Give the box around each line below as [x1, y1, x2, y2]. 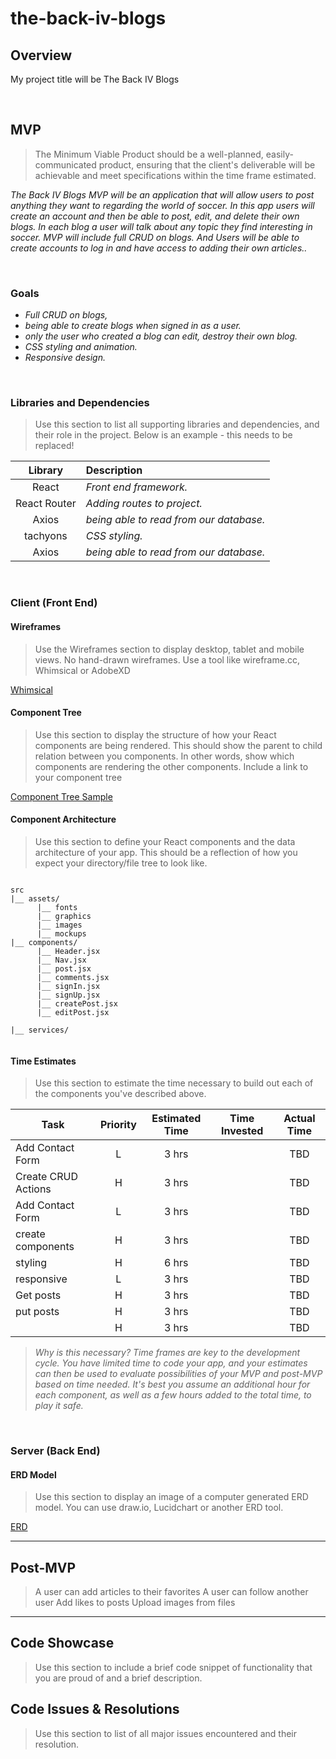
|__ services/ [10, 1025, 70, 1035]
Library [28, 463, 64, 477]
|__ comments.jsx [36, 972, 110, 982]
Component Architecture [10, 813, 117, 826]
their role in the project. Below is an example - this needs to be [34, 429, 293, 441]
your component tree [34, 771, 123, 783]
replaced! [34, 440, 75, 452]
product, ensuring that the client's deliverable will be [98, 158, 316, 171]
